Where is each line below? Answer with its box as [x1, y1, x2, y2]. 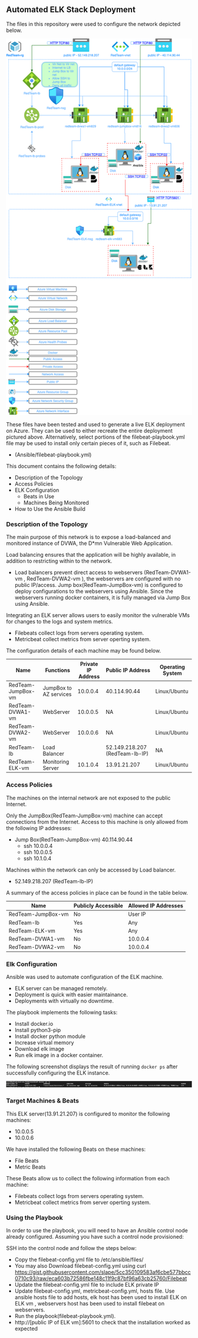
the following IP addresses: [6, 824, 72, 831]
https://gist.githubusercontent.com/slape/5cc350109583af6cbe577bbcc [14, 1268, 192, 1275]
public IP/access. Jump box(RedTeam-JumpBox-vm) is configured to [14, 582, 183, 589]
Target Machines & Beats [6, 1096, 80, 1105]
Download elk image [14, 1045, 65, 1053]
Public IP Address [105, 667, 150, 674]
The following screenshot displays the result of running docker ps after [6, 1063, 178, 1071]
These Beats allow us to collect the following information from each [6, 1174, 170, 1182]
